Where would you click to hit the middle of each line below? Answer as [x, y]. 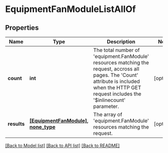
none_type [42, 127]
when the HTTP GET [117, 87]
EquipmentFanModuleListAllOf [70, 9]
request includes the [117, 94]
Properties [22, 28]
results [16, 124]
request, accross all [116, 69]
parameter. [106, 106]
